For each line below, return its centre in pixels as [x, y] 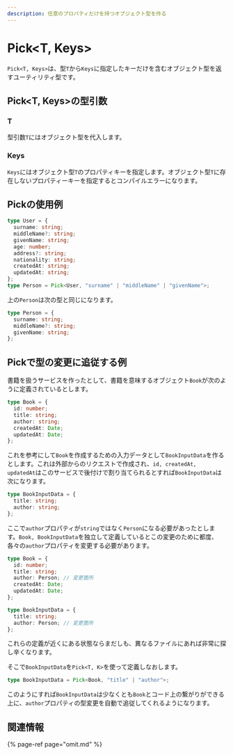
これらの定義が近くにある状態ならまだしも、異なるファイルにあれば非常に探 [117, 644]
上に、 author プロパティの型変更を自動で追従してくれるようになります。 [110, 703]
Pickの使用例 [35, 204]
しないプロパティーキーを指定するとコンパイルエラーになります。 [107, 180]
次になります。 [29, 482]
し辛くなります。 [31, 652]
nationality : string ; [45, 260]
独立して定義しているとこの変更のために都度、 [151, 537]
